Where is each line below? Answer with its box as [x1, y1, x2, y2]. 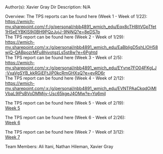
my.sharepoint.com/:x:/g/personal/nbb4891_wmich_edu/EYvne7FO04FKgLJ [5, 65, 157, 71]
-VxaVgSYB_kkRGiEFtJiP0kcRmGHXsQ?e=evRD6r [5, 70, 105, 76]
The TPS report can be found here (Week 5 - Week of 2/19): [5, 100, 125, 106]
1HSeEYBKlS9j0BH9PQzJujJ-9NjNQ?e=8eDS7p [5, 29, 100, 34]
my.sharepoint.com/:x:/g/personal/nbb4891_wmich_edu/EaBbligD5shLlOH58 [5, 45, 158, 50]
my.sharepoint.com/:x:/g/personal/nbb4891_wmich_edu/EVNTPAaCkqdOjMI [5, 86, 157, 91]
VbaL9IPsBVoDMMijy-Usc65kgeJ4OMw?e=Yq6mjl [5, 91, 106, 96]
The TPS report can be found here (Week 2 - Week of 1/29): [5, 34, 125, 40]
